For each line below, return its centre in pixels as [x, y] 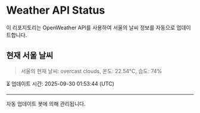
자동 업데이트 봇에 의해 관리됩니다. [46, 103]
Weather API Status [56, 10]
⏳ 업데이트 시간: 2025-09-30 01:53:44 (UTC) [60, 83]
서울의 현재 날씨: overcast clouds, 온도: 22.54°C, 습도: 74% [91, 71]
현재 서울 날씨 [30, 56]
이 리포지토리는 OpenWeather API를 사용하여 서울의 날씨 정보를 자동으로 [91, 27]
